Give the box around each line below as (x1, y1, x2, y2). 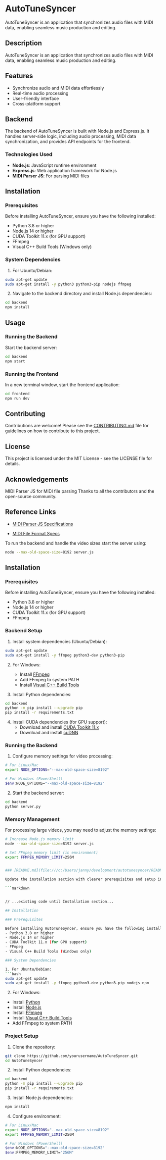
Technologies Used (5, 151, 53, 158)
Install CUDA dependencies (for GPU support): (12, 719, 107, 725)
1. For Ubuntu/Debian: (5, 966, 52, 972)
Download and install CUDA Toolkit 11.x (19, 724, 99, 730)
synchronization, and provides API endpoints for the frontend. (5, 139, 131, 145)
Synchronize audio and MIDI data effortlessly (12, 85, 104, 91)
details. (5, 461, 20, 467)
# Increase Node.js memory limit (5, 836, 74, 842)
